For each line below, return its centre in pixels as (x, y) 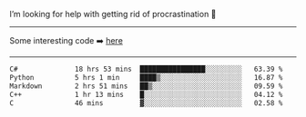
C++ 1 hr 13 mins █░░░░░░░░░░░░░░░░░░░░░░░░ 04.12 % (146, 94)
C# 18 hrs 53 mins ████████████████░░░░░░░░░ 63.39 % (146, 69)
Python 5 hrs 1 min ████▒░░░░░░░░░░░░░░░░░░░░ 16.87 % (146, 77)
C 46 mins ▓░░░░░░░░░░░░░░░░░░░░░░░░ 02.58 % (146, 103)
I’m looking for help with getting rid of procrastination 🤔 (113, 14)
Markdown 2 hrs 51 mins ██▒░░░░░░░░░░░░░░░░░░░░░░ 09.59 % (146, 86)
